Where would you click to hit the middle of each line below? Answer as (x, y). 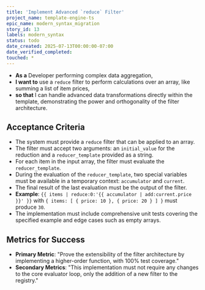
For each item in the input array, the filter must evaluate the (90, 162)
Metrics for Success (46, 239)
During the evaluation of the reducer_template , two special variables (101, 174)
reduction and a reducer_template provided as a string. (84, 155)
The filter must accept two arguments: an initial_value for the (95, 149)
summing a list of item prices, (52, 88)
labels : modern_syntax (35, 35)
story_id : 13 (23, 29)
